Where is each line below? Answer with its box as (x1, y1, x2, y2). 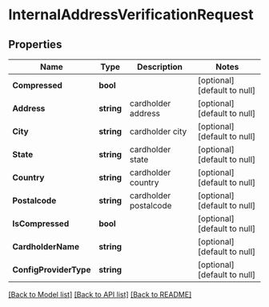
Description (137, 62, 183, 72)
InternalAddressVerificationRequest (8, 6, 254, 24)
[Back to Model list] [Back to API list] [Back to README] (8, 290, 192, 299)
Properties (8, 38, 62, 51)
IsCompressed (12, 218, 70, 229)
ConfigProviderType (12, 265, 91, 275)
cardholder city (129, 126, 187, 137)
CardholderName (12, 241, 80, 252)
